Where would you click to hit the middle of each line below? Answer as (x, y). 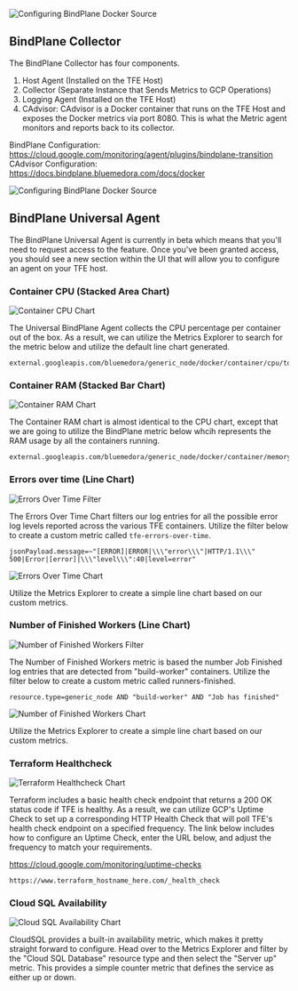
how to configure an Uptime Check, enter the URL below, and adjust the (141, 838)
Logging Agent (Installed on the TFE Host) (99, 99)
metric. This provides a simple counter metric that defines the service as (142, 968)
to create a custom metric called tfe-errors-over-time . (110, 535)
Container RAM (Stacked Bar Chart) (87, 385)
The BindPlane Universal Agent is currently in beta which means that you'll (145, 239)
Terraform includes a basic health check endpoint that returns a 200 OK (141, 800)
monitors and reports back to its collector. (98, 127)
